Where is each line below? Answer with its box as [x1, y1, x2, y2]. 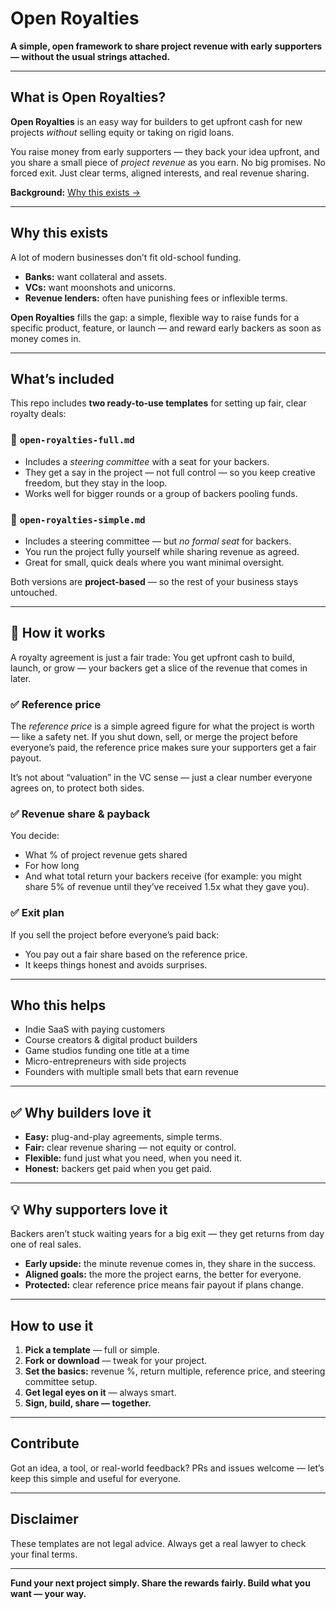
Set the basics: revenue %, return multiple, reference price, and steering [24, 1365, 326, 1377]
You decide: [10, 830, 60, 842]
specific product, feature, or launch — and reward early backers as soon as [10, 322, 322, 334]
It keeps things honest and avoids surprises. [24, 958, 208, 971]
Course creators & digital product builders [24, 1034, 198, 1046]
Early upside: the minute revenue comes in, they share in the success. [24, 1258, 317, 1270]
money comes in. [10, 332, 82, 344]
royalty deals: [10, 408, 67, 420]
